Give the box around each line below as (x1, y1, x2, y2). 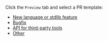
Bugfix (12, 20, 27, 25)
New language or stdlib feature (12, 14, 78, 20)
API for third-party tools (12, 25, 62, 31)
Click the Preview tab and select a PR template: (5, 5, 103, 10)
